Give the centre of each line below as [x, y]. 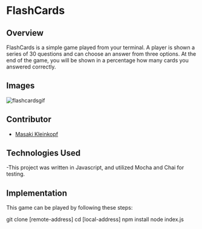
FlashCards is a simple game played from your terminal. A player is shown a [101, 47]
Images [21, 86]
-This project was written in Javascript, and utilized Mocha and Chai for [95, 168]
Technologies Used [43, 153]
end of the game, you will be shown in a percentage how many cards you [97, 60]
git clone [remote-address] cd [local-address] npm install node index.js [95, 219]
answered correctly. [31, 67]
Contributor [29, 120]
